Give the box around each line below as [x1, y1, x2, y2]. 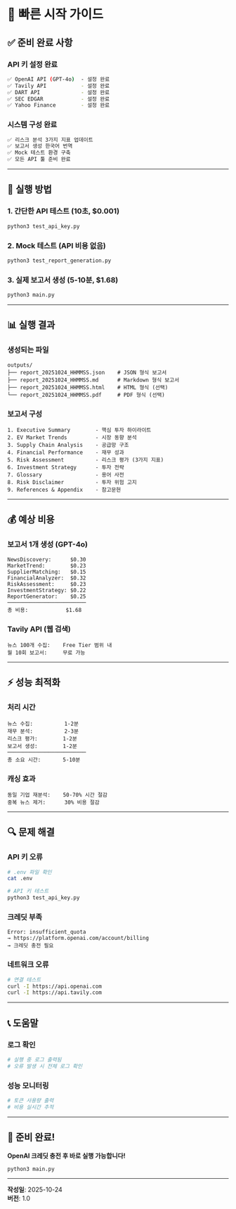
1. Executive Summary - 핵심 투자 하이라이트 [7, 426, 152, 433]
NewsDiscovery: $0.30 [7, 556, 86, 563]
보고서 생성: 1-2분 [7, 743, 77, 750]
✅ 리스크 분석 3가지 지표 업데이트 [7, 136, 93, 143]
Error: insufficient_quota [7, 929, 86, 936]
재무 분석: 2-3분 [7, 728, 79, 735]
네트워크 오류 [7, 960, 49, 969]
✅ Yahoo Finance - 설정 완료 [7, 102, 110, 109]
